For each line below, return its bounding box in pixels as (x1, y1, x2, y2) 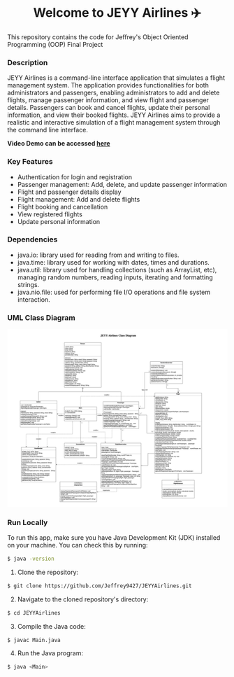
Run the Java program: (17, 649, 84, 657)
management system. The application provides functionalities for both (7, 81, 210, 90)
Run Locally (7, 517, 48, 527)
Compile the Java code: (17, 622, 86, 630)
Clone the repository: (17, 568, 79, 576)
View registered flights (17, 210, 82, 218)
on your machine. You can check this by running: (7, 540, 148, 549)
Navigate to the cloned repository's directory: (17, 595, 149, 603)
